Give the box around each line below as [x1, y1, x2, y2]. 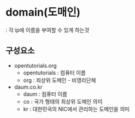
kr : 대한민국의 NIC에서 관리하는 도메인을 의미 [23, 105, 130, 113]
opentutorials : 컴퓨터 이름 [23, 69, 86, 76]
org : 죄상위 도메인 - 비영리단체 [23, 76, 96, 84]
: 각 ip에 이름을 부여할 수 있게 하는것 [5, 26, 90, 34]
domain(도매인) [5, 5, 81, 19]
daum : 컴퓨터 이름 [23, 90, 67, 98]
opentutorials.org [14, 62, 57, 69]
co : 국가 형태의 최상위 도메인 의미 [23, 98, 103, 105]
